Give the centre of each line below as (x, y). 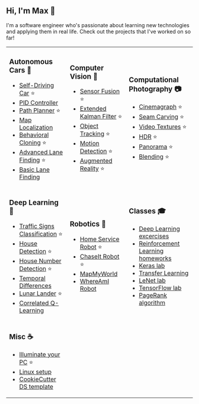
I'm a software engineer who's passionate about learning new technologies (98, 25)
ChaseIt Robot (99, 257)
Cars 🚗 (20, 70)
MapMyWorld (99, 274)
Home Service (99, 239)
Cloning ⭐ (33, 143)
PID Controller (38, 102)
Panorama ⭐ (156, 147)
